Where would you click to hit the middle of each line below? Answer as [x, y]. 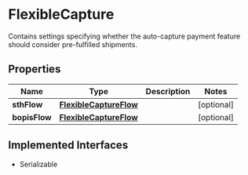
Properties [35, 69]
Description [168, 91]
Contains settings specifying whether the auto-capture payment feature [124, 36]
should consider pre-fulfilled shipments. [73, 44]
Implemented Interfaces [68, 146]
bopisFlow [32, 117]
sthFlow [27, 104]
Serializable [38, 164]
